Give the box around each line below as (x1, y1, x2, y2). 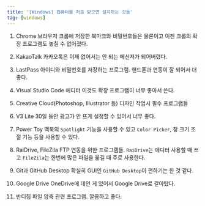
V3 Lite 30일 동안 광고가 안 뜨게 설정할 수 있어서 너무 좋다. (15, 112, 156, 120)
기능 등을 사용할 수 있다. (22, 133, 80, 141)
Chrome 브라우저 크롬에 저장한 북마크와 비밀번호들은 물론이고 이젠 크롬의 (15, 32, 192, 40)
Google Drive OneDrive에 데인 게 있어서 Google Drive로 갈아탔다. (15, 180, 176, 187)
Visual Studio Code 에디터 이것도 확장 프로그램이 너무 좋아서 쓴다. (15, 86, 175, 94)
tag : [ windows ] (7, 15, 46, 21)
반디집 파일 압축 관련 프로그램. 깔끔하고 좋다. (15, 193, 122, 200)
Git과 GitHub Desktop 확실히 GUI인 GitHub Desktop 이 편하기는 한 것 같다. (15, 166, 194, 174)
